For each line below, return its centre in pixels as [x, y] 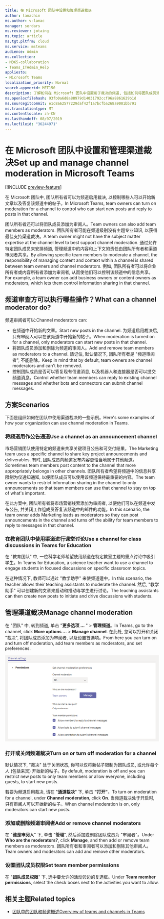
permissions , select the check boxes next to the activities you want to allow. [82, 882]
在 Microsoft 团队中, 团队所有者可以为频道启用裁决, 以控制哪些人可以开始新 [80, 197]
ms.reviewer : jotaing [27, 31]
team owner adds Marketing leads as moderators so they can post [72, 515]
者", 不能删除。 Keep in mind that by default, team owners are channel [82, 360]
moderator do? [28, 308]
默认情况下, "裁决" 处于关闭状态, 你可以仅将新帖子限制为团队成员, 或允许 [78, 765]
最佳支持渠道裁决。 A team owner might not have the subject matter [73, 236]
